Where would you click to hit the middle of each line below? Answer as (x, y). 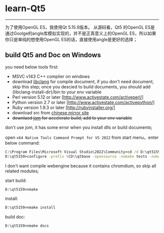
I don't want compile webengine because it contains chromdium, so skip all (81, 166)
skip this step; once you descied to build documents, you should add (81, 86)
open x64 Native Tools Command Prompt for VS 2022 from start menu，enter (82, 137)
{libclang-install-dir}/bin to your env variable (57, 92)
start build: (16, 180)
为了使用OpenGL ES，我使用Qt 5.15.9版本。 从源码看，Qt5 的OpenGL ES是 (80, 27)
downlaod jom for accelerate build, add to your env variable (72, 118)
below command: (22, 143)
